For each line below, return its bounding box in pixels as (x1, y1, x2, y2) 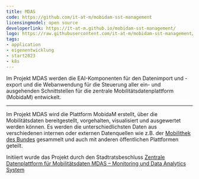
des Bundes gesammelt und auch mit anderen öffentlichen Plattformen (6, 136, 179, 143)
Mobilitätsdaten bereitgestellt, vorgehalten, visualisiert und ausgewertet (6, 117, 181, 124)
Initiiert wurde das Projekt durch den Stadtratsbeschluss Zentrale (6, 154, 165, 161)
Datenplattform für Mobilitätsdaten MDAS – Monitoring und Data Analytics (6, 159, 187, 167)
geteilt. (6, 142, 23, 149)
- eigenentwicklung (6, 47, 54, 53)
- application (6, 42, 41, 48)
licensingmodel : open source (6, 20, 78, 25)
